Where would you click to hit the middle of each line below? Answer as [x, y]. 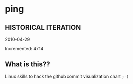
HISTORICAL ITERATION [43, 27]
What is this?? [28, 64]
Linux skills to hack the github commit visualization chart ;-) [67, 76]
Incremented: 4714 [24, 49]
